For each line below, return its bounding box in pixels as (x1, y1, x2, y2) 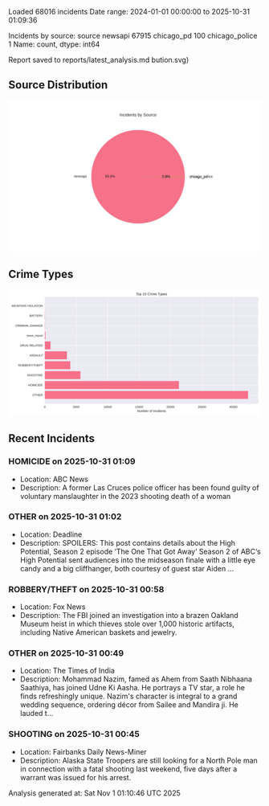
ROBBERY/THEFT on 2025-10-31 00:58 (8, 583, 165, 595)
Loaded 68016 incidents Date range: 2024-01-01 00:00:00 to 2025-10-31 (8, 7, 251, 16)
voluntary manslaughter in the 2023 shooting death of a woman (19, 491, 231, 501)
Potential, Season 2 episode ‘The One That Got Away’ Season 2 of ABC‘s (19, 546, 261, 556)
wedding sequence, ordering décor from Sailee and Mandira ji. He (19, 700, 239, 710)
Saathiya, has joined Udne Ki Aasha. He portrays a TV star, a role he (19, 683, 245, 693)
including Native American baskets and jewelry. (19, 628, 177, 637)
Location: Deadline (19, 530, 83, 539)
